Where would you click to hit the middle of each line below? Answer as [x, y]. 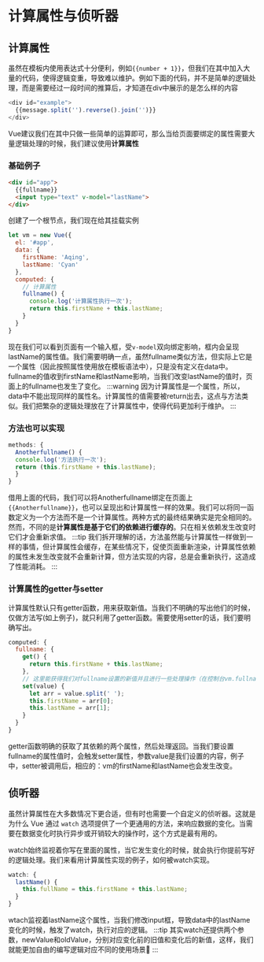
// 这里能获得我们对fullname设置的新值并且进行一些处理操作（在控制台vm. [129, 678]
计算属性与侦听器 [64, 16]
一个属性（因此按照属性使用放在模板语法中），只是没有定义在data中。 [120, 366]
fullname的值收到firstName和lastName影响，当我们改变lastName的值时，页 [130, 376]
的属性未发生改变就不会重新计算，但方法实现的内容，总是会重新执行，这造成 [132, 557]
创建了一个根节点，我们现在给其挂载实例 [73, 221]
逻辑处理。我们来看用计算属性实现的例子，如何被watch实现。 [114, 860]
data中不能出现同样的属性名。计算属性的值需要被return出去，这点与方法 [125, 396]
